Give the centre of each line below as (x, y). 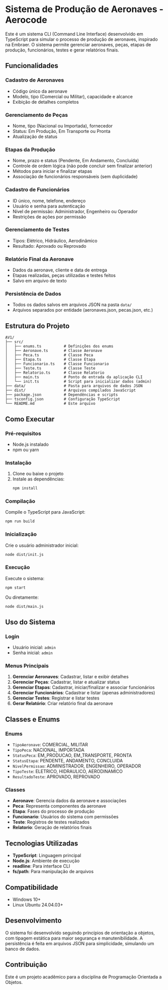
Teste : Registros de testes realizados (51, 822)
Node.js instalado (31, 444)
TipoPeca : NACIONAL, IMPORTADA (48, 750)
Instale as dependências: (38, 479)
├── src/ (14, 342)
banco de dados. (23, 949)
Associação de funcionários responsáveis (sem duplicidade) (75, 177)
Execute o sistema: (25, 578)
